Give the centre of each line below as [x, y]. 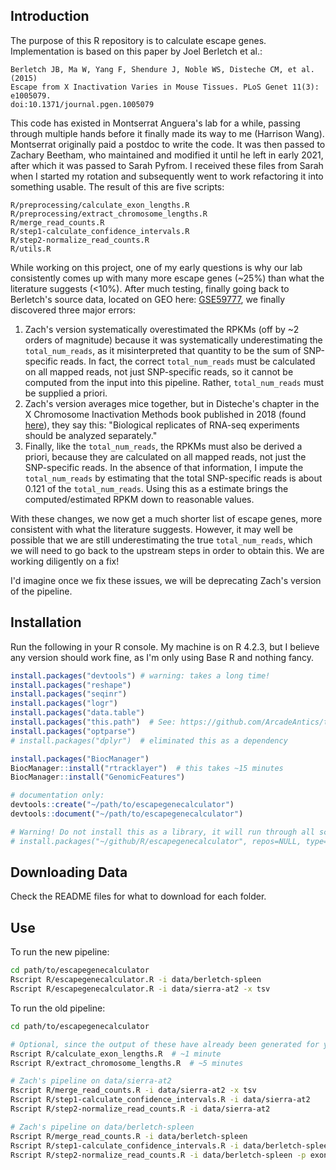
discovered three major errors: [73, 310]
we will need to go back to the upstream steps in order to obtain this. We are [167, 550]
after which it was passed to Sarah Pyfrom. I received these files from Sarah [167, 165]
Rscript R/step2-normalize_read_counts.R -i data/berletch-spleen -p [158, 1155]
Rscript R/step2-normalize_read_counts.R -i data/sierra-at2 [140, 1109]
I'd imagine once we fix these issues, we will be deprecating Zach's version [166, 580]
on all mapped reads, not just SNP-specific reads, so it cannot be [159, 371]
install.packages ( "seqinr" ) [69, 694]
